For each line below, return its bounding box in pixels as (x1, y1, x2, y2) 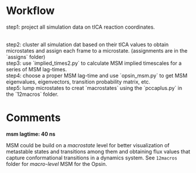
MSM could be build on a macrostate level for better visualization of (6, 141, 170, 148)
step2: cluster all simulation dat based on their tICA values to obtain (6, 41, 169, 48)
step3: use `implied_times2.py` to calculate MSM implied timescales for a (6, 60, 182, 67)
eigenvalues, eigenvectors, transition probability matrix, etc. (6, 78, 150, 85)
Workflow (6, 4, 55, 18)
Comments (6, 111, 61, 124)
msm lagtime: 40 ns (6, 130, 56, 137)
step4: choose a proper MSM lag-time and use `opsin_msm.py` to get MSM (6, 72, 188, 79)
